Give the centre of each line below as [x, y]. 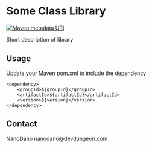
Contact [22, 124]
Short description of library [40, 39]
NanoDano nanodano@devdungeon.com [57, 138]
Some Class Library [56, 11]
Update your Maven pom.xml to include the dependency [76, 73]
